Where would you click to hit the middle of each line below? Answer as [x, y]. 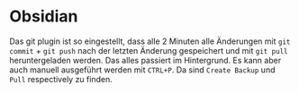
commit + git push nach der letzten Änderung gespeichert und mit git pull [149, 50]
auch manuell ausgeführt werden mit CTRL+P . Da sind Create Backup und [142, 70]
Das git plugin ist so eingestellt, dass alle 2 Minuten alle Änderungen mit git [150, 41]
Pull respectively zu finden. [61, 79]
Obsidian [44, 17]
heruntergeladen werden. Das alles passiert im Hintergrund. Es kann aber [145, 60]
